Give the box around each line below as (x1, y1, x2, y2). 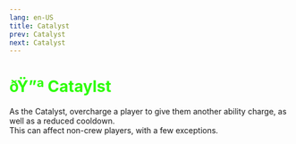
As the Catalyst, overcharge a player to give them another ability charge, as (9, 106, 287, 117)
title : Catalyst (9, 21, 70, 30)
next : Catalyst (9, 38, 66, 47)
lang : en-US (9, 13, 54, 22)
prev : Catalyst (9, 30, 66, 38)
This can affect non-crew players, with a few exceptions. (9, 125, 219, 136)
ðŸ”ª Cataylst (9, 77, 112, 97)
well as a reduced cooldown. (9, 115, 115, 126)
